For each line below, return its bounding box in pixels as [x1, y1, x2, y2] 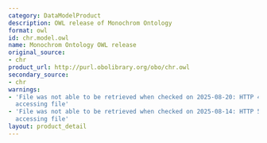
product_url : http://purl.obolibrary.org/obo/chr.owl [8, 64, 191, 71]
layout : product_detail [8, 122, 87, 130]
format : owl [8, 26, 48, 34]
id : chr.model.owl [8, 33, 69, 42]
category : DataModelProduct [8, 11, 102, 20]
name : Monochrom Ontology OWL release [8, 41, 137, 49]
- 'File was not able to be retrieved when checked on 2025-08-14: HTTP [8, 108, 254, 116]
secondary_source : [8, 71, 69, 79]
